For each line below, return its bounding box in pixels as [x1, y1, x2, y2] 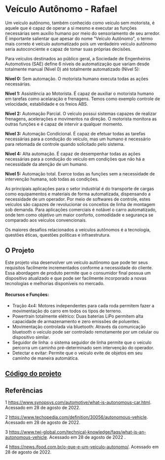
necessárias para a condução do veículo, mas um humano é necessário [5, 136, 151, 142]
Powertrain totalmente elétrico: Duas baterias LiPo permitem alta [12, 313, 144, 319]
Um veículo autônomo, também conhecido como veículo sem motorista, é [5, 20, 155, 26]
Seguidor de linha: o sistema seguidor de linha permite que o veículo [12, 339, 152, 345]
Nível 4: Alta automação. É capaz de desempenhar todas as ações [5, 151, 141, 157]
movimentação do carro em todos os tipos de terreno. [12, 308, 122, 314]
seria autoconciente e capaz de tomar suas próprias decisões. [5, 46, 132, 52]
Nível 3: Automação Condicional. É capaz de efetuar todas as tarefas [5, 130, 146, 136]
